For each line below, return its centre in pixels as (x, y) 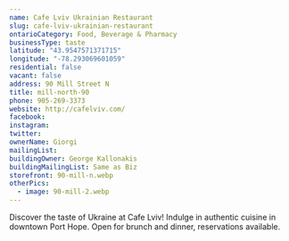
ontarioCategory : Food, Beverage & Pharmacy (93, 34)
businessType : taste (48, 42)
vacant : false (36, 76)
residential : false (45, 68)
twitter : (25, 134)
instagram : (29, 126)
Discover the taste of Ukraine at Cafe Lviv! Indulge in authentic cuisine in (143, 217)
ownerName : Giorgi (43, 142)
